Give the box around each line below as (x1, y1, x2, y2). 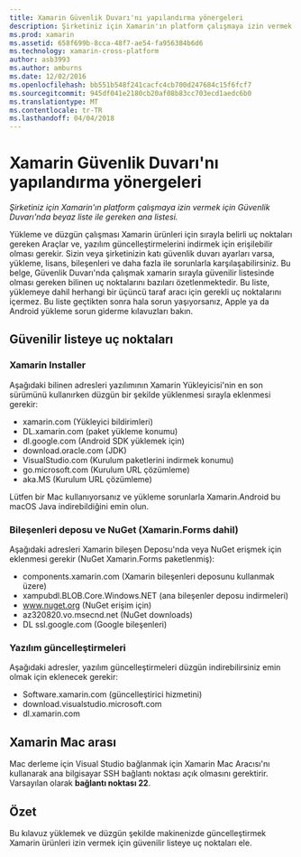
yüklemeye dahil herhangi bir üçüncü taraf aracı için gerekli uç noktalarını (9, 286, 282, 298)
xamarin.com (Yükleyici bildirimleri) (22, 416, 153, 427)
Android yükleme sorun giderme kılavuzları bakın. (9, 306, 194, 317)
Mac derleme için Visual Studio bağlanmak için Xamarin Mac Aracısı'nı (9, 759, 270, 769)
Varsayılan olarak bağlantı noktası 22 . (9, 778, 151, 788)
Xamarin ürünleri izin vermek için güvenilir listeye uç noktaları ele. (9, 837, 252, 848)
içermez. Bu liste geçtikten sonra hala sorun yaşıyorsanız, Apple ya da (9, 296, 269, 307)
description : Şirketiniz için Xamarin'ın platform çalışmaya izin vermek (9, 22, 293, 31)
